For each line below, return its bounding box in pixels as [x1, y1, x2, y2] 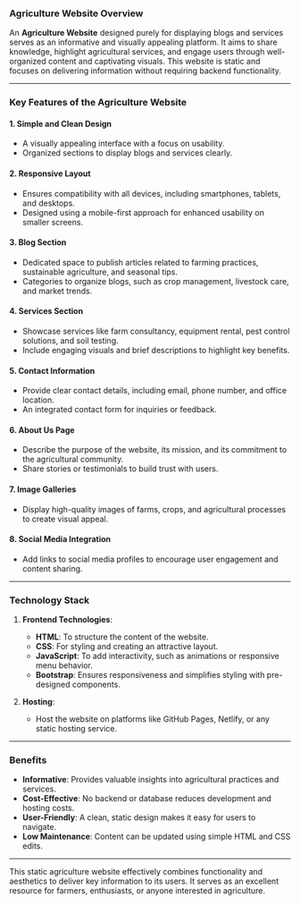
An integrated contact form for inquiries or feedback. [21, 404, 217, 415]
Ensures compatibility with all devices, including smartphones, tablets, [21, 188, 281, 199]
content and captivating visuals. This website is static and [47, 56, 261, 67]
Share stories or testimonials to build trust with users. [21, 463, 219, 474]
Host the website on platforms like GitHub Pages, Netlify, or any [35, 714, 271, 724]
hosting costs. [21, 803, 75, 814]
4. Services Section [9, 306, 83, 317]
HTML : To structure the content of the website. [35, 631, 209, 642]
